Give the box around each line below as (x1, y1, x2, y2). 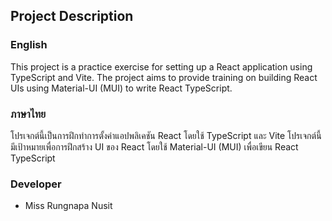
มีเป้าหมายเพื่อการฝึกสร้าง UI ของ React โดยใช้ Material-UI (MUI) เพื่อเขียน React (10, 140, 299, 153)
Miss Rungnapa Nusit (24, 200, 113, 212)
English (10, 38, 48, 52)
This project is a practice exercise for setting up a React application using (10, 60, 313, 73)
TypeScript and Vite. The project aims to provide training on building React (10, 71, 318, 83)
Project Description (10, 8, 134, 25)
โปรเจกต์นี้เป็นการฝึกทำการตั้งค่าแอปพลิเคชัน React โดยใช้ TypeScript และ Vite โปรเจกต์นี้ (10, 129, 322, 141)
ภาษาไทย (10, 107, 47, 121)
